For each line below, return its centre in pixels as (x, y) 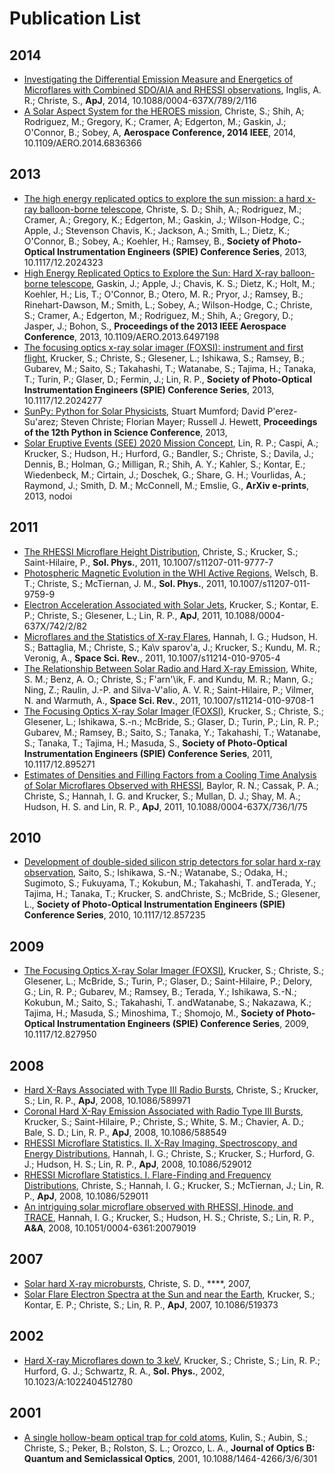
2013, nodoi (48, 496)
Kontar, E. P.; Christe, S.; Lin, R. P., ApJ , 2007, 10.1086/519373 (151, 1304)
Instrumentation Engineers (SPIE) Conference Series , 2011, (148, 753)
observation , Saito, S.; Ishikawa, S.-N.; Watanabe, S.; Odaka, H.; (155, 873)
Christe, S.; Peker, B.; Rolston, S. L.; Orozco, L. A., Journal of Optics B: (169, 1448)
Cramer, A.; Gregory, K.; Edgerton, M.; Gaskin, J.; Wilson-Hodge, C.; (164, 219)
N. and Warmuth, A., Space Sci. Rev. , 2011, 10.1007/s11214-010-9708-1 (168, 700)
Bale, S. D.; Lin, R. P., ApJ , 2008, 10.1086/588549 (125, 1133)
